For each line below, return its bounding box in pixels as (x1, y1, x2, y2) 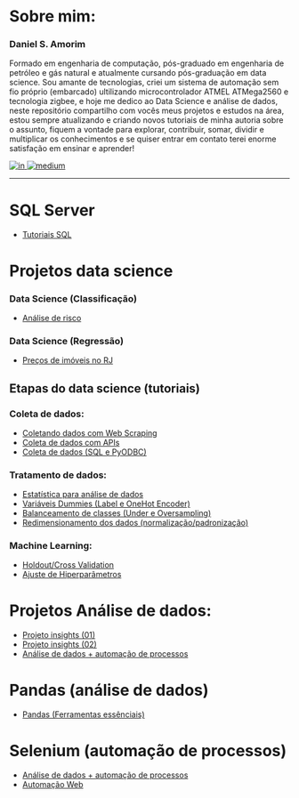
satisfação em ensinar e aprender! (9, 143, 135, 154)
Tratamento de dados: (9, 469, 107, 481)
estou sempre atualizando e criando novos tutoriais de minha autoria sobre (9, 115, 284, 125)
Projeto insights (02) (21, 639, 98, 650)
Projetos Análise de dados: (9, 601, 212, 620)
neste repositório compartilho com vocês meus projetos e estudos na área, (9, 105, 285, 117)
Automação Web (21, 779, 84, 790)
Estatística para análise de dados (21, 489, 144, 500)
